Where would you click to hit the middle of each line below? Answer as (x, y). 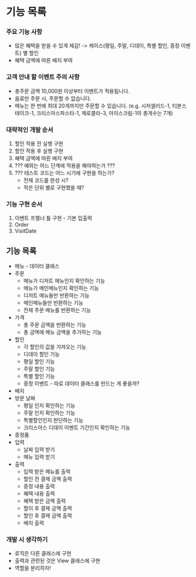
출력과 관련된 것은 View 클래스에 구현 (58, 561)
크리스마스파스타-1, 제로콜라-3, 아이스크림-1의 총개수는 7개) (104, 113)
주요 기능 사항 (24, 32)
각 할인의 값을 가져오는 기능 (55, 347)
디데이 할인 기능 (41, 354)
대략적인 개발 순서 (30, 130)
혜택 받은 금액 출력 (45, 501)
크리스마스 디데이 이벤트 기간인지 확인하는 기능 (77, 428)
